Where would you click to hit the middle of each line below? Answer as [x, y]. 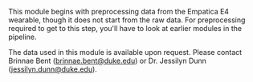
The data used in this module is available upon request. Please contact [125, 52]
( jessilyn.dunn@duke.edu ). [53, 69]
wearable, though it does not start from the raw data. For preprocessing [127, 20]
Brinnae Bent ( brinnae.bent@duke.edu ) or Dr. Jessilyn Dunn [108, 61]
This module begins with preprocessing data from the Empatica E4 [119, 12]
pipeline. [22, 37]
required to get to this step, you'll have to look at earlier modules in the [125, 28]
